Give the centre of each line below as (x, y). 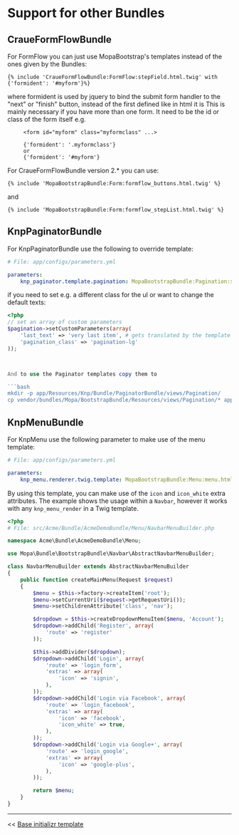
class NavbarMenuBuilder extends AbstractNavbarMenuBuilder (99, 567)
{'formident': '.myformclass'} (69, 145)
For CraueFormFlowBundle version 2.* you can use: (83, 170)
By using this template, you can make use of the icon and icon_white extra (117, 493)
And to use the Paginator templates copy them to (83, 374)
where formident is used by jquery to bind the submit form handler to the (114, 97)
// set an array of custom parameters (65, 322)
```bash (19, 387)
